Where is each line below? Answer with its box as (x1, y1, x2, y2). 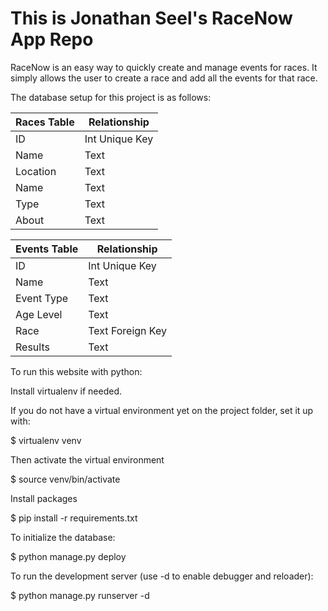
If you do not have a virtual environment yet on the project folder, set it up (10, 404, 314, 416)
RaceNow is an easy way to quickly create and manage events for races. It (10, 61, 318, 73)
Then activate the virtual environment (10, 453, 165, 466)
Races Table (15, 115, 75, 129)
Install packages (10, 492, 78, 504)
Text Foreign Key (88, 323, 167, 337)
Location (15, 164, 57, 178)
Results (15, 340, 50, 354)
